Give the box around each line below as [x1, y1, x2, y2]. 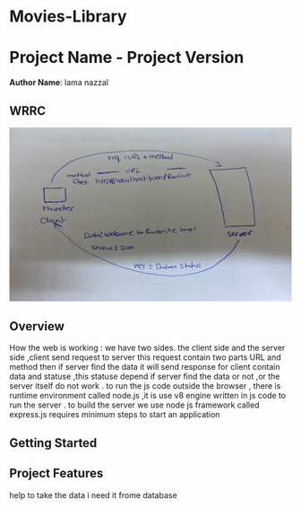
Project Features [9, 466, 104, 481]
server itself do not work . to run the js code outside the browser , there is [9, 381, 281, 391]
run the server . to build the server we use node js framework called [9, 399, 260, 410]
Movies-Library [9, 6, 127, 27]
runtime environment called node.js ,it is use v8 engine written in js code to [9, 390, 287, 401]
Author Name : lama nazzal [9, 77, 109, 88]
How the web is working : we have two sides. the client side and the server [9, 343, 286, 354]
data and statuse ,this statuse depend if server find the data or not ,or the [9, 371, 280, 382]
